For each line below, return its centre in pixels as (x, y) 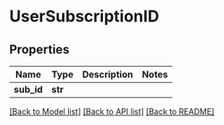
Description (108, 75)
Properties (39, 50)
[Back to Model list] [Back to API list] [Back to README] (112, 112)
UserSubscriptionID (84, 17)
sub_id (28, 89)
